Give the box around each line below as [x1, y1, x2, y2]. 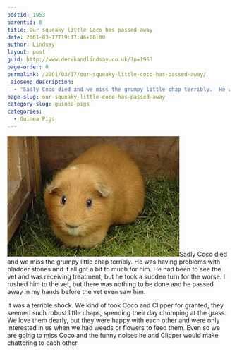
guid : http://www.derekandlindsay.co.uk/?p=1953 [7, 56, 153, 63]
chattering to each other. [7, 338, 79, 347]
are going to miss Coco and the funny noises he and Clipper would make [7, 331, 219, 339]
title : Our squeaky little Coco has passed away [7, 26, 153, 33]
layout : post [7, 49, 46, 56]
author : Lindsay [7, 41, 55, 49]
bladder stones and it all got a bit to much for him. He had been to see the [7, 264, 221, 273]
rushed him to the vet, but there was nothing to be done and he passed [7, 279, 214, 288]
